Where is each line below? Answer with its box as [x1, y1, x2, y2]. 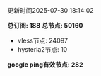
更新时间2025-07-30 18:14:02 [7, 6, 94, 14]
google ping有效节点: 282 [7, 60, 83, 69]
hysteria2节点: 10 [17, 45, 68, 53]
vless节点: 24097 [17, 36, 69, 45]
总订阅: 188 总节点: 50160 [7, 21, 83, 30]
